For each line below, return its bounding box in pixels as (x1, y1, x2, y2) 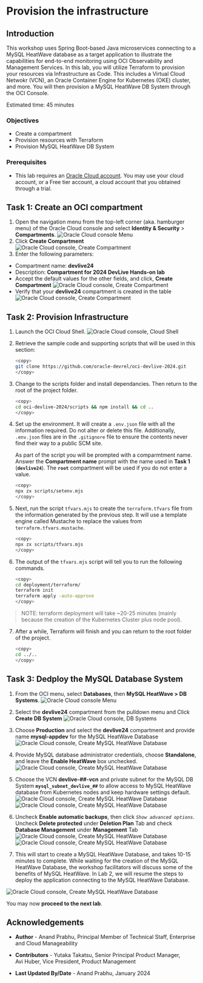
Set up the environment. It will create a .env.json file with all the (15, 420, 175, 428)
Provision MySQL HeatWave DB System (15, 143, 115, 150)
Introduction (6, 28, 55, 39)
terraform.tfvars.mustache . (15, 524, 85, 531)
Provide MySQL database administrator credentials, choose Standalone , (15, 751, 196, 758)
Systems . (15, 697, 40, 704)
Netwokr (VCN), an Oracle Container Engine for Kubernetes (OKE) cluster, (6, 77, 191, 84)
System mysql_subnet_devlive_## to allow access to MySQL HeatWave (15, 782, 191, 789)
